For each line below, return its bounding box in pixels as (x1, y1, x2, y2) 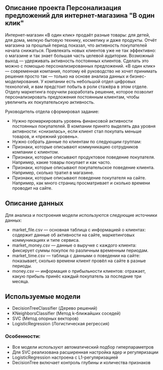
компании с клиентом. (12, 149, 59, 155)
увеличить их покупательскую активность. (5, 99, 95, 105)
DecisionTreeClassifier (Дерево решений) (12, 305, 98, 311)
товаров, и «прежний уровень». (12, 133, 79, 139)
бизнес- (129, 73, 146, 79)
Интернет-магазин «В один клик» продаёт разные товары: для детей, (5, 32, 150, 38)
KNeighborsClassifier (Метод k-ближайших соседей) (12, 311, 121, 317)
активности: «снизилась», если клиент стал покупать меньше (12, 128, 142, 134)
